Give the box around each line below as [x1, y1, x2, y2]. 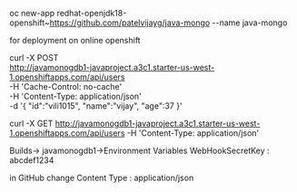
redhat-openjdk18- [56, 8, 127, 18]
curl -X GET [9, 118, 54, 129]
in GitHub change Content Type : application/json [9, 172, 194, 183]
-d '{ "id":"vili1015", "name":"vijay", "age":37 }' [9, 101, 183, 111]
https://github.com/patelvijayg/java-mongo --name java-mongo [49, 17, 288, 28]
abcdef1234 [9, 155, 54, 166]
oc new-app [9, 8, 55, 18]
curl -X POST [9, 53, 59, 62]
